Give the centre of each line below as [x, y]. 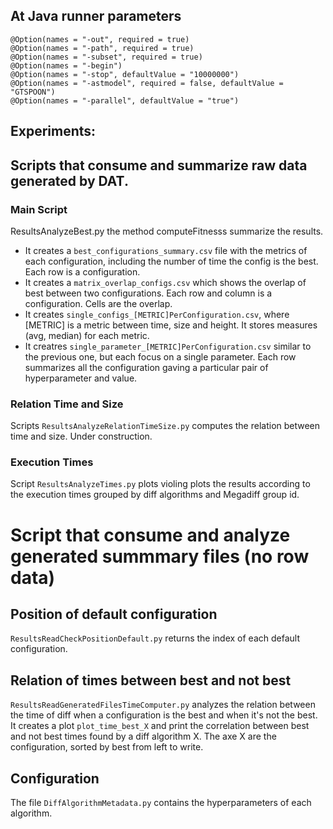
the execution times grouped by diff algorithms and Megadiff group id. [155, 495]
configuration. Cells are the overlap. [98, 303]
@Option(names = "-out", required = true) [100, 39]
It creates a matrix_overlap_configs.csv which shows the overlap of [165, 282]
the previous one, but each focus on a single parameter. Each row [160, 356]
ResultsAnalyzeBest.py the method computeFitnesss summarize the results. [167, 231]
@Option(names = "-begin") [66, 65]
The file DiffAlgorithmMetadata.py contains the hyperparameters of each [161, 803]
